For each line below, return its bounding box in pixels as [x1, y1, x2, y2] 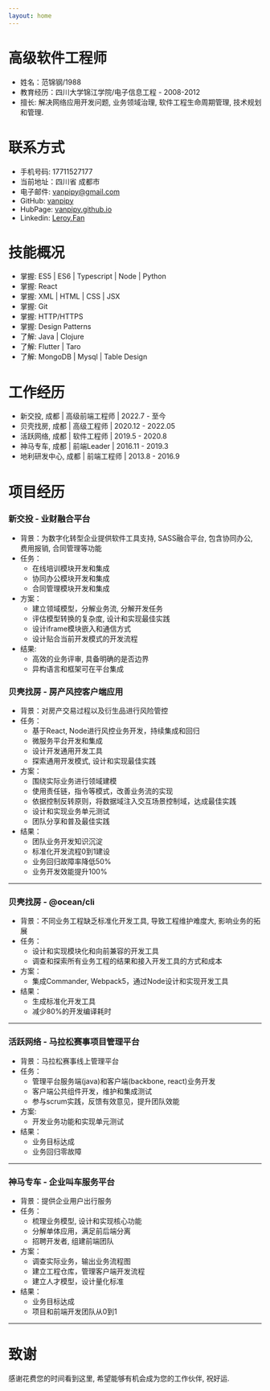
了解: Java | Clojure [19, 331, 84, 342]
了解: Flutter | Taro [19, 342, 81, 352]
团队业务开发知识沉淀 [31, 837, 103, 846]
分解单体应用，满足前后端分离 [31, 1226, 131, 1236]
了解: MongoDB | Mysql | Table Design [19, 352, 148, 362]
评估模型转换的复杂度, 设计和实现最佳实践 [31, 613, 170, 623]
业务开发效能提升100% [31, 866, 108, 877]
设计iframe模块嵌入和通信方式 [31, 623, 131, 633]
